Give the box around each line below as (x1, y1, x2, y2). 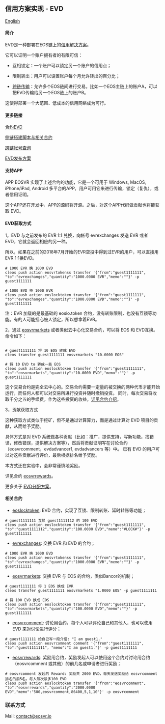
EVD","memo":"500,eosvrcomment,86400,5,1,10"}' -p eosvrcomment (5, 689, 139, 694)
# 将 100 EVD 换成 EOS (5, 597, 50, 603)
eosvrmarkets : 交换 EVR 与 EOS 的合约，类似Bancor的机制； (12, 573, 135, 579)
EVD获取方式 (5, 221, 32, 226)
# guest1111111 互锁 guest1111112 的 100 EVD (5, 518, 98, 523)
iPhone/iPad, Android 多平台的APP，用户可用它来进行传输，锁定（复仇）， (5, 186, 155, 192)
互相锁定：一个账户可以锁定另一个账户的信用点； (12, 63, 111, 69)
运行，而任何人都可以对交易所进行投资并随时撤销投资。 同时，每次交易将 (5, 390, 153, 396)
